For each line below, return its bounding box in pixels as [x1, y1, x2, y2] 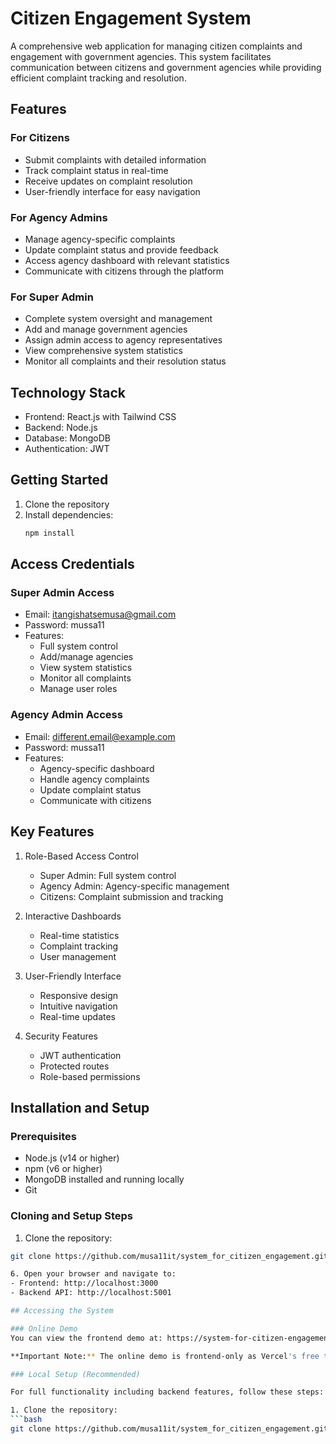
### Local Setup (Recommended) [10, 1369, 141, 1379]
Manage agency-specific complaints [24, 233, 176, 245]
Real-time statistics [39, 929, 120, 941]
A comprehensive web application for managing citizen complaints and [10, 40, 303, 52]
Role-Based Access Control [24, 850, 139, 862]
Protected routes [39, 1060, 110, 1072]
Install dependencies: [24, 508, 114, 521]
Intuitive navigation [39, 1000, 118, 1012]
